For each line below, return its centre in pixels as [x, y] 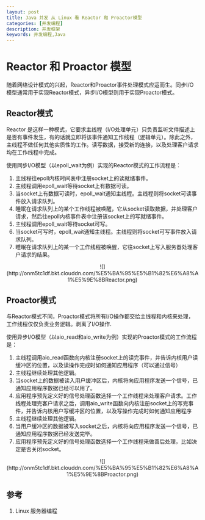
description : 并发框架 [33, 29]
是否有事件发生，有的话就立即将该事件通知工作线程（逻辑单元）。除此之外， [101, 137]
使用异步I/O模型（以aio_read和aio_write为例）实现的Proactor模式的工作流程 [102, 337]
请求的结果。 [37, 255]
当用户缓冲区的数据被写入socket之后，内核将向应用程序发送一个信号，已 [106, 426]
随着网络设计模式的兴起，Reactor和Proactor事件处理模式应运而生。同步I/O [100, 85]
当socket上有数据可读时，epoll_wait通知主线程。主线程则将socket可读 [103, 193]
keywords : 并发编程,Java [36, 35]
